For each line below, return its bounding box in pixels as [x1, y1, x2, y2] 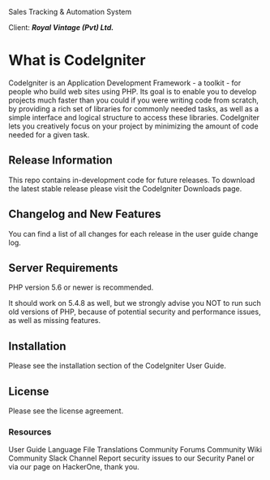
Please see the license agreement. [8, 406, 124, 416]
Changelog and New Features [8, 207, 161, 221]
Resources [8, 426, 52, 438]
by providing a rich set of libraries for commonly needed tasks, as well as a [8, 103, 259, 113]
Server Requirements [8, 260, 119, 275]
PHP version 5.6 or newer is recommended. [8, 282, 154, 292]
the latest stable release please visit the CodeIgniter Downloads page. [8, 183, 242, 194]
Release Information [8, 154, 114, 168]
